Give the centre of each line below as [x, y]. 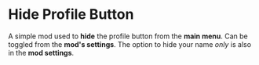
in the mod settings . [41, 52]
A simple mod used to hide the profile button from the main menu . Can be [128, 36]
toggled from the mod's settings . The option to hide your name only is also [130, 44]
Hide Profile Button [71, 14]
